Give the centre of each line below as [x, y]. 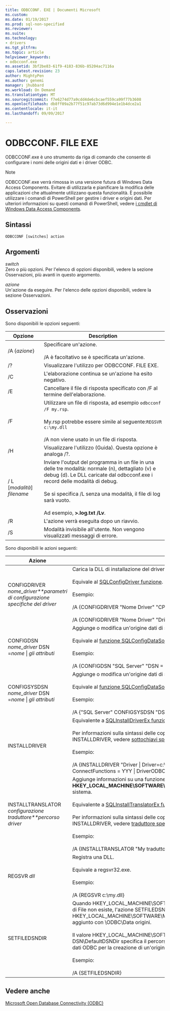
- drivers [16, 43]
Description [103, 336]
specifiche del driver [32, 604]
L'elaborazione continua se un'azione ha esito [98, 374]
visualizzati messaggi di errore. [81, 536]
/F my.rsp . [56, 409]
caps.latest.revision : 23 [32, 71]
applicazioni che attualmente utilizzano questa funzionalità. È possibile [79, 192]
